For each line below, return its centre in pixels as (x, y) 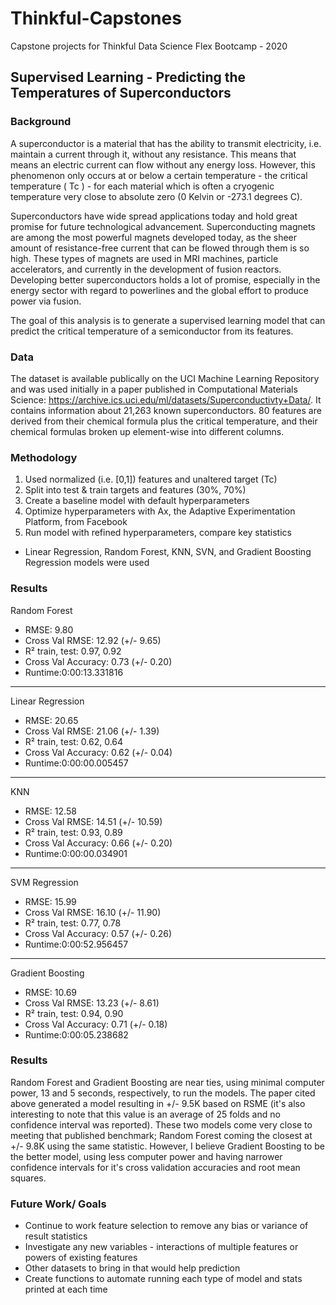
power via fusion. (46, 301)
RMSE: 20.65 (51, 720)
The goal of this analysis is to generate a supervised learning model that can (168, 320)
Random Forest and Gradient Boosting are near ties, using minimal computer (167, 1082)
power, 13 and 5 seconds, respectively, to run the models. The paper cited (163, 1093)
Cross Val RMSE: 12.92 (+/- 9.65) (93, 640)
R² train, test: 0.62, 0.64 (74, 741)
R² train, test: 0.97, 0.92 (73, 651)
